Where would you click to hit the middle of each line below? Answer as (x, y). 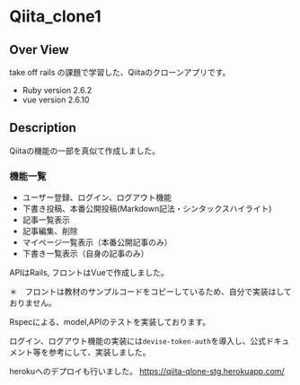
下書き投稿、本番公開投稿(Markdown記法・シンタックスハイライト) (147, 209)
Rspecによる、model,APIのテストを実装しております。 (110, 322)
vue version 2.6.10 (56, 100)
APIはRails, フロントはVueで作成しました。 (89, 273)
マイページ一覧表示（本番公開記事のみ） (97, 242)
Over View (39, 50)
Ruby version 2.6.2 (57, 90)
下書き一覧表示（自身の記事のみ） (85, 254)
